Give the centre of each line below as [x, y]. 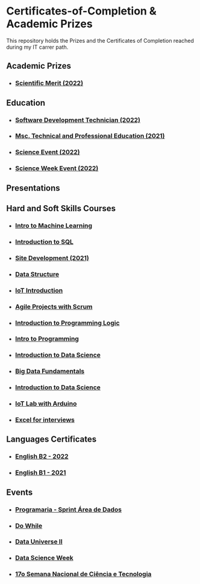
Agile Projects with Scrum [54, 306]
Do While [29, 525]
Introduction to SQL [44, 241]
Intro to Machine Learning [53, 226]
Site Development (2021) [52, 258]
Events [20, 492]
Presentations [33, 188]
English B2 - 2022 [42, 457]
